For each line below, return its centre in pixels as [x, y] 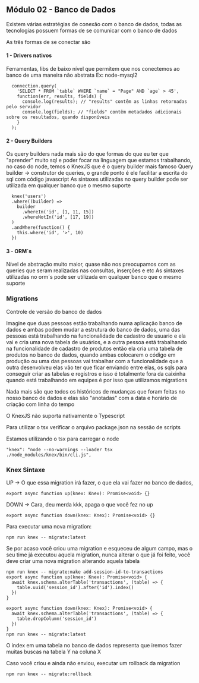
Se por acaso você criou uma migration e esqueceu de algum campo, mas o [99, 549]
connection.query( [34, 86]
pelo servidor [24, 107]
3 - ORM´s [19, 251]
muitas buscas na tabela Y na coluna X [54, 652]
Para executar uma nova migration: [49, 527]
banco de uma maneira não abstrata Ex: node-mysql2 [72, 75]
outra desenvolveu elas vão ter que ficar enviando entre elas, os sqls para [97, 367]
